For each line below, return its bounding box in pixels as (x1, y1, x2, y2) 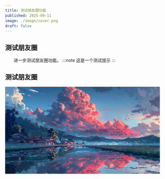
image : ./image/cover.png (5, 18, 58, 23)
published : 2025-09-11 (5, 13, 52, 18)
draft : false (5, 24, 32, 28)
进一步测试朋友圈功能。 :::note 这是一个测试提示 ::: (14, 57, 116, 63)
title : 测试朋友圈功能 (5, 8, 47, 13)
